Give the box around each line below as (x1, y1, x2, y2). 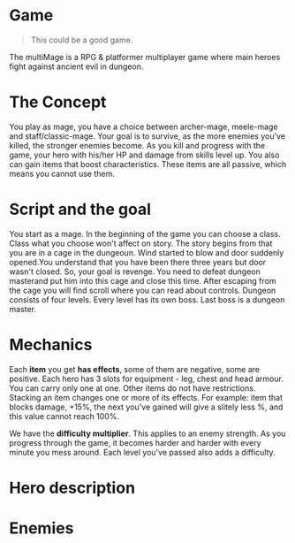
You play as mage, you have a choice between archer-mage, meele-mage (9, 121, 278, 132)
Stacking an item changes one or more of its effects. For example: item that (9, 392, 284, 402)
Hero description (9, 478, 135, 498)
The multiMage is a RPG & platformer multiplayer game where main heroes (9, 51, 281, 62)
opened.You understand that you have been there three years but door (9, 256, 267, 267)
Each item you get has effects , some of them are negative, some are (9, 363, 261, 374)
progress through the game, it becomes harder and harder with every (9, 437, 261, 447)
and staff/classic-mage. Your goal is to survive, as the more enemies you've (9, 130, 285, 141)
